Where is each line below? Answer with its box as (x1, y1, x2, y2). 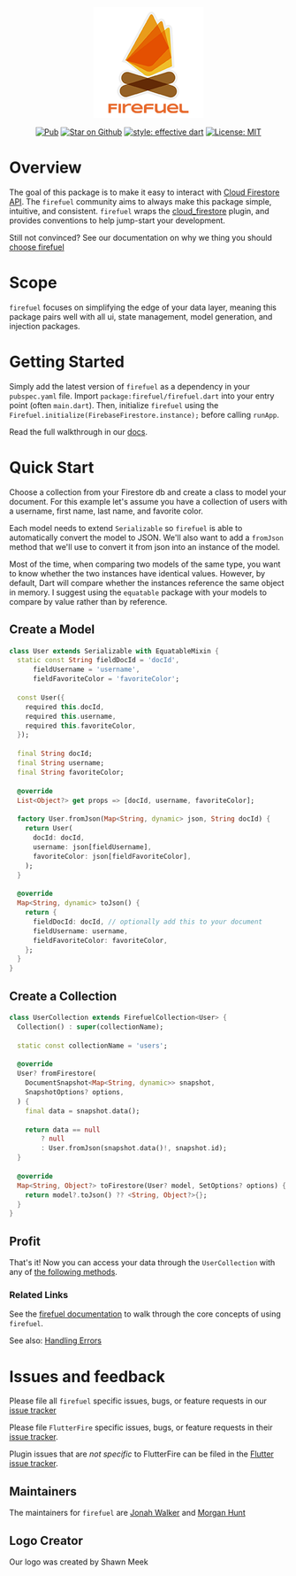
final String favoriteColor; (17, 768, 125, 776)
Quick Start (9, 458, 95, 477)
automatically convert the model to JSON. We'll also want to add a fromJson (9, 532, 285, 543)
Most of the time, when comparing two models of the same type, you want (9, 559, 281, 569)
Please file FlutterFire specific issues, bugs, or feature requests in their (9, 1422, 273, 1433)
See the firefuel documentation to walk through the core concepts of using (9, 1309, 281, 1319)
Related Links (9, 1288, 69, 1301)
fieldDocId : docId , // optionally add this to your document (32, 917, 263, 926)
